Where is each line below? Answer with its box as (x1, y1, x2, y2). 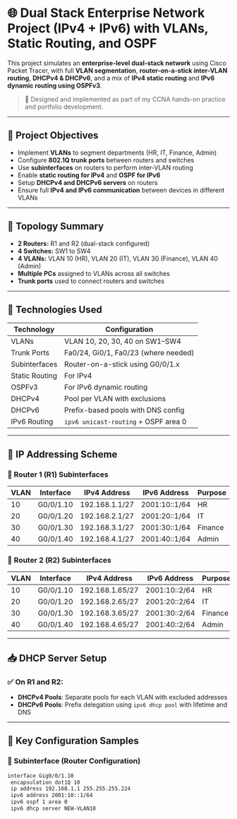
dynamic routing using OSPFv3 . (7, 81, 102, 90)
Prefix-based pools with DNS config (64, 405, 185, 415)
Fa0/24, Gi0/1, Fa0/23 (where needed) (64, 348, 195, 358)
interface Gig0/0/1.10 (7, 772, 74, 779)
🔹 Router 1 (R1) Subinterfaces (7, 470, 109, 479)
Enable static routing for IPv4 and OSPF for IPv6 (17, 171, 161, 179)
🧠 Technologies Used (7, 304, 102, 316)
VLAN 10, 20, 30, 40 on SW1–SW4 (64, 337, 181, 347)
